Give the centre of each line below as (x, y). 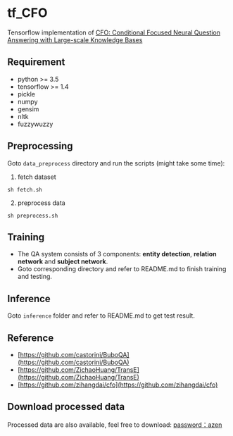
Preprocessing (40, 146)
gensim (28, 109)
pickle (26, 94)
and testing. (35, 277)
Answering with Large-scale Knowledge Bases (75, 39)
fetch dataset (37, 177)
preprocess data (41, 203)
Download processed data (66, 407)
